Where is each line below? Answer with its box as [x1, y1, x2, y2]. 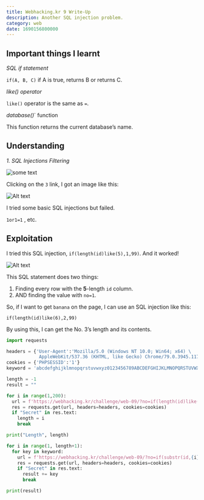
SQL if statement [6, 64, 49, 72]
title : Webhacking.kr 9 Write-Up [6, 9, 91, 15]
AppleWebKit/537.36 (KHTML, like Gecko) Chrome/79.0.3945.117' [38, 354, 202, 360]
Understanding [6, 141, 65, 151]
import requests [6, 337, 47, 343]
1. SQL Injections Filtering [6, 157, 70, 164]
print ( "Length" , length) [6, 432, 69, 438]
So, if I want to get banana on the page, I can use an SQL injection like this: [6, 303, 191, 310]
